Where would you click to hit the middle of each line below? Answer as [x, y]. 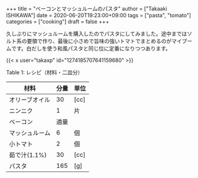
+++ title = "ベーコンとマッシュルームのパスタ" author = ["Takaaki [87, 9]
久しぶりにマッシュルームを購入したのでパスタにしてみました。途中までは [97, 34]
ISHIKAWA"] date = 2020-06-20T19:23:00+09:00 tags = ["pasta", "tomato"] [99, 15]
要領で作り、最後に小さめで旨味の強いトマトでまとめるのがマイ [104, 41]
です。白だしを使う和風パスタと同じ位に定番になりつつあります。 [91, 48]
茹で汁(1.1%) [28, 155]
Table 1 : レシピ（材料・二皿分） [45, 72]
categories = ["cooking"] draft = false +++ [58, 22]
